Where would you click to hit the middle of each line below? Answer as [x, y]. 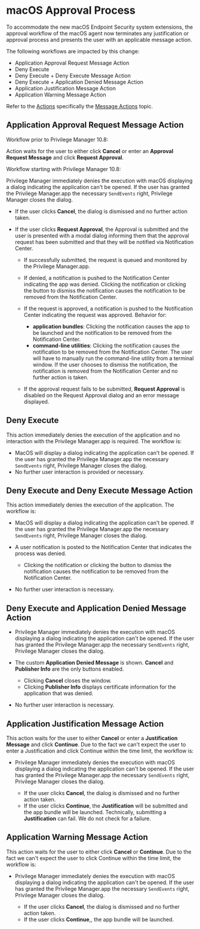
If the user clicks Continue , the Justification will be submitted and [106, 806]
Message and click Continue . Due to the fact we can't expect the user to [96, 744]
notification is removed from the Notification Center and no [105, 371]
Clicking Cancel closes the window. [67, 681]
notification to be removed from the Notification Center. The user [113, 352]
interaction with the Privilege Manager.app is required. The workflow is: [94, 441]
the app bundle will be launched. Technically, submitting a [95, 812]
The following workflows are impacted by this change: [73, 51]
